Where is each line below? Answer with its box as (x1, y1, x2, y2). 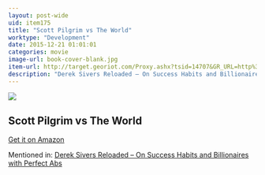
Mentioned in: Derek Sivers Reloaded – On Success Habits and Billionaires (8, 151, 249, 160)
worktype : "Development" (8, 33, 90, 42)
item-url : (8, 63, 41, 71)
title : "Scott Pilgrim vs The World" (8, 26, 132, 34)
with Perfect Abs (8, 158, 63, 168)
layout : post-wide (8, 11, 69, 20)
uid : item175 (8, 19, 51, 27)
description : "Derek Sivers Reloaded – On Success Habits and (8, 70, 217, 78)
